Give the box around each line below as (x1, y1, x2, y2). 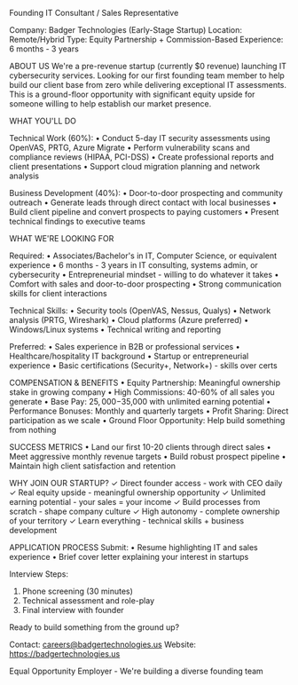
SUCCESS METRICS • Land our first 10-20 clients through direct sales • (9, 442, 272, 452)
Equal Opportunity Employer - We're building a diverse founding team (9, 665, 263, 676)
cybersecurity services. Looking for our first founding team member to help (9, 70, 286, 81)
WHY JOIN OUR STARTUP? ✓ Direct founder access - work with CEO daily (9, 478, 283, 488)
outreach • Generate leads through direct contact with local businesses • (9, 197, 278, 208)
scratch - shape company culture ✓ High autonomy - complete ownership (9, 506, 280, 516)
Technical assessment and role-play (21, 595, 155, 606)
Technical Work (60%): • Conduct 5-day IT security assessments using (9, 133, 271, 143)
